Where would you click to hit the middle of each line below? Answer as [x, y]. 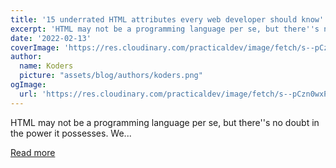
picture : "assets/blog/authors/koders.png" [111, 76]
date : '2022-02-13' [51, 38]
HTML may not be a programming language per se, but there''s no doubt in [165, 122]
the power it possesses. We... [71, 133]
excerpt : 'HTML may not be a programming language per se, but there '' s [165, 29]
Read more [33, 152]
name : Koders [46, 66]
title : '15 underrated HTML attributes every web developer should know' [167, 19]
